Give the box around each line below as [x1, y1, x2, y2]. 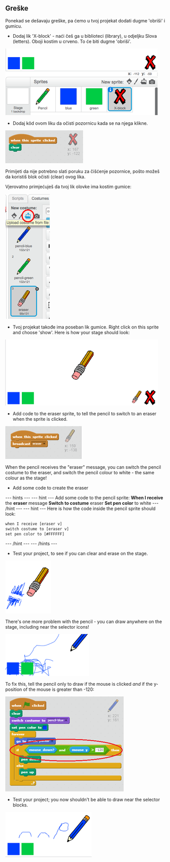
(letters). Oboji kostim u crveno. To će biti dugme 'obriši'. [12, 38, 131, 44]
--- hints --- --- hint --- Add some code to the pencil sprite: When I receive [5, 494, 163, 501]
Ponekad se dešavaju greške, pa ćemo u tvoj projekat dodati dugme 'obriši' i [5, 17, 165, 23]
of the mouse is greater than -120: [23, 686, 94, 692]
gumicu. [5, 23, 22, 29]
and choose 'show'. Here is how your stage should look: [12, 329, 130, 335]
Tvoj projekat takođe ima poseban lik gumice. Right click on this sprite [12, 324, 159, 330]
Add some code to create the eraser [12, 484, 89, 491]
